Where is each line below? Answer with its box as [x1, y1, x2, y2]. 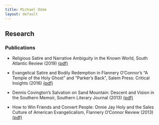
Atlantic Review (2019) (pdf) [12, 60, 68, 66]
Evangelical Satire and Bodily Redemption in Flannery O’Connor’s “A [12, 70, 148, 76]
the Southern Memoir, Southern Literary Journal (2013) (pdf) [12, 95, 134, 101]
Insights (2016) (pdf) [12, 80, 53, 86]
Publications [5, 44, 35, 51]
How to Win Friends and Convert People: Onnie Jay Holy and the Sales [12, 104, 154, 110]
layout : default [5, 12, 38, 17]
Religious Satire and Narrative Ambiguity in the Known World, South [12, 55, 148, 61]
